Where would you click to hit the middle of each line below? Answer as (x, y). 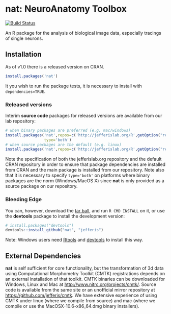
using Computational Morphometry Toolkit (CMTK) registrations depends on (85, 274)
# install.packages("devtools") (39, 225)
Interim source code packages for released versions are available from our (84, 115)
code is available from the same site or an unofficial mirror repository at (80, 290)
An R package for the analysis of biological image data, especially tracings (83, 33)
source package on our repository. (41, 186)
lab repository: (20, 121)
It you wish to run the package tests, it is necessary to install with (74, 86)
